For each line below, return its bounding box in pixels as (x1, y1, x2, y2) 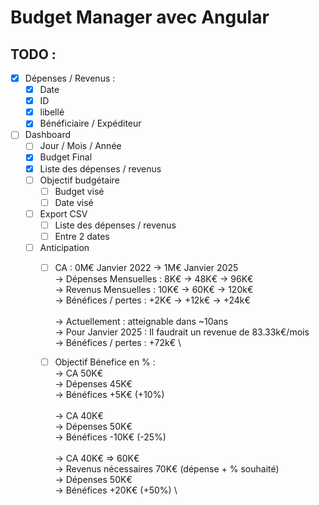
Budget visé (54, 185, 105, 197)
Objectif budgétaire (39, 174, 120, 186)
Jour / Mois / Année (39, 140, 122, 152)
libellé (39, 106, 65, 118)
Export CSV (39, 207, 88, 220)
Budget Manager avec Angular (10, 6, 270, 29)
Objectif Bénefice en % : (54, 356, 156, 368)
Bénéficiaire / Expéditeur (39, 117, 142, 130)
